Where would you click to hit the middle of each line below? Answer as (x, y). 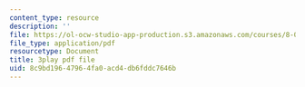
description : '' (40, 26)
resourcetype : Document (54, 52)
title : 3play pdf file (52, 60)
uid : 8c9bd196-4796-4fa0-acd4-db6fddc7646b (93, 69)
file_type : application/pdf (63, 43)
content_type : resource (54, 18)
